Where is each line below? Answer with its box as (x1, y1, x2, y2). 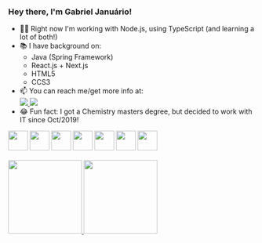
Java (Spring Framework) (31, 53, 114, 62)
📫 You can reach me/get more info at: (19, 86, 144, 96)
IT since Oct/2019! (19, 115, 79, 125)
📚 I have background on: (19, 42, 102, 51)
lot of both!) (19, 32, 58, 42)
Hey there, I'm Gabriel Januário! (8, 6, 133, 17)
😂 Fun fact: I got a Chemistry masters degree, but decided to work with (19, 107, 253, 116)
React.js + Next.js (31, 61, 89, 71)
